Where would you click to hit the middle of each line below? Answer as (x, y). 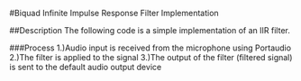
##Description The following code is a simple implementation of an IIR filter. (150, 30)
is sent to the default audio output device (86, 67)
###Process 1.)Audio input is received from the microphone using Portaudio (150, 48)
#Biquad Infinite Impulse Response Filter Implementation (114, 13)
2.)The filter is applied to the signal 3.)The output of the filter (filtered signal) (151, 57)
